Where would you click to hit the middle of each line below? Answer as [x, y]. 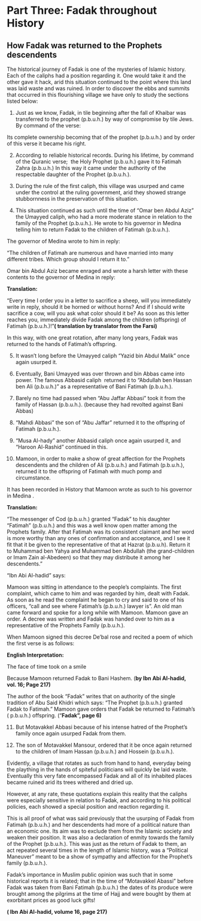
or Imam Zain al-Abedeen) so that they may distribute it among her [89, 557]
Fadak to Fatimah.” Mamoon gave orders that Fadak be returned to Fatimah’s [101, 709]
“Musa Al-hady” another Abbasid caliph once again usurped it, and [98, 440]
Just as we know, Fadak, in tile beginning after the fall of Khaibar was [101, 113]
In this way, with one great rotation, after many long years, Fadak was [92, 338]
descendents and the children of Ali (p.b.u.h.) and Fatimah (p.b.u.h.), [100, 465]
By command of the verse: [48, 126]
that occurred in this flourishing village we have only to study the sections [98, 95]
